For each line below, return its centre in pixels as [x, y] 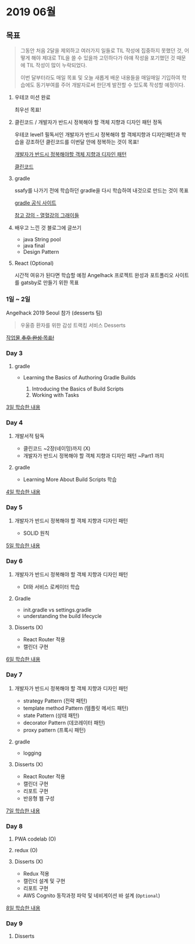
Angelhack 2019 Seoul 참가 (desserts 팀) [54, 313]
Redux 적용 [36, 874]
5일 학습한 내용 [23, 546]
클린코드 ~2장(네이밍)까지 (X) [57, 448]
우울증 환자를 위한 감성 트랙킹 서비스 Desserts [73, 326]
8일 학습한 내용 [23, 908]
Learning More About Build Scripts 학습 [70, 479]
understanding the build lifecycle [62, 616]
